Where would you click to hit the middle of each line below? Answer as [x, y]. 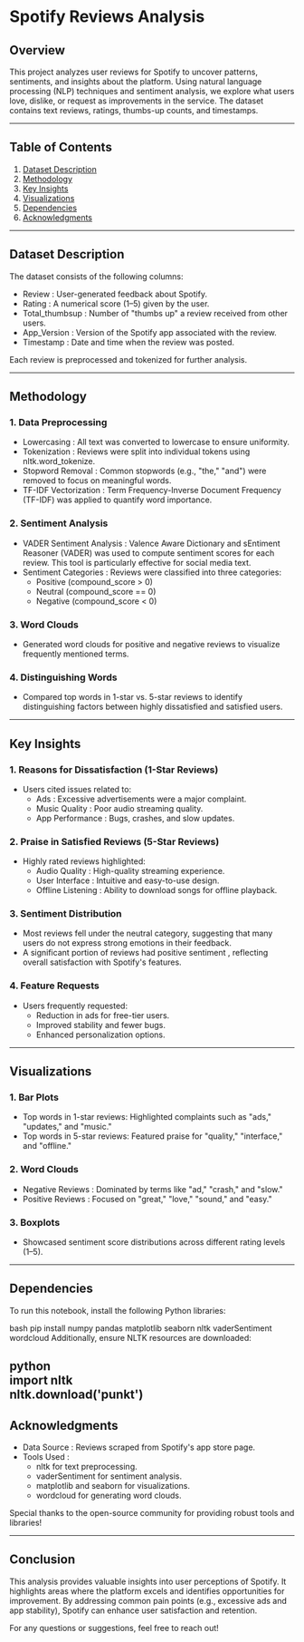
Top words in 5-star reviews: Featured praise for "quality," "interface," [152, 1136]
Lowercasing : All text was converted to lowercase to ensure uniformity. [156, 442]
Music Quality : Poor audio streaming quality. [119, 808]
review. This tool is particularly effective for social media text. [137, 562]
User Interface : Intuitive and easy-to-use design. [128, 880]
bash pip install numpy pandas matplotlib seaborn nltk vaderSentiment [141, 1328]
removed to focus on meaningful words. [97, 481]
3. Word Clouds [44, 625]
